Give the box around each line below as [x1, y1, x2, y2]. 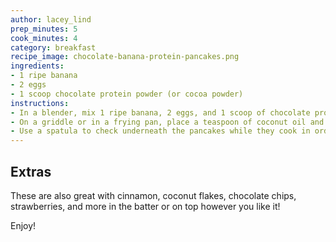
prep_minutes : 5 [10, 24, 78, 34]
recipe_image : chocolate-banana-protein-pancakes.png [10, 52, 240, 62]
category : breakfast [10, 42, 97, 53]
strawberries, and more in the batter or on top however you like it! [10, 200, 281, 212]
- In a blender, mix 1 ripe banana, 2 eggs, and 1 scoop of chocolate [10, 107, 311, 118]
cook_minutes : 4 [10, 33, 78, 43]
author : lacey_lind [10, 14, 92, 25]
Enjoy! [10, 219, 37, 231]
